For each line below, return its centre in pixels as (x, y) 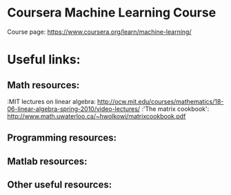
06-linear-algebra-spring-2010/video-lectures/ (73, 109)
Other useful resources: (60, 185)
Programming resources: (62, 138)
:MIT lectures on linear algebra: (52, 101)
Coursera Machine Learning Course (112, 13)
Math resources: (43, 85)
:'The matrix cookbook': (175, 109)
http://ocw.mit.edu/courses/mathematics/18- (161, 101)
